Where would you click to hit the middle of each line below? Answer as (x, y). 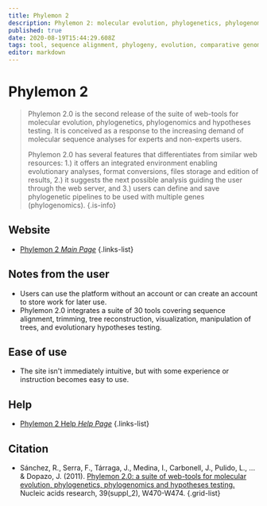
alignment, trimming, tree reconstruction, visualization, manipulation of (135, 319)
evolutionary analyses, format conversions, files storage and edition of (143, 171)
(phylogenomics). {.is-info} (72, 205)
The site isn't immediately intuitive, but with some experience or (124, 371)
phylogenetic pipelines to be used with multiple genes (116, 196)
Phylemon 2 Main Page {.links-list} (76, 249)
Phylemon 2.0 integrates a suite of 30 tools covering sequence (122, 310)
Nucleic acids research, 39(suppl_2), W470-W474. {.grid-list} (120, 493)
